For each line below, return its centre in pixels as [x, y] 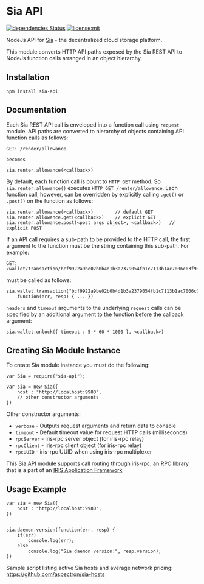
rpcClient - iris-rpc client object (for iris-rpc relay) [78, 445]
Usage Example [36, 489]
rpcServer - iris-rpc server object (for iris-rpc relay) [80, 439]
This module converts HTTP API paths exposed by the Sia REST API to [94, 51]
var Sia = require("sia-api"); [46, 376]
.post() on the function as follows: [50, 201]
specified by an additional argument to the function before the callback [95, 314]
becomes [16, 160]
